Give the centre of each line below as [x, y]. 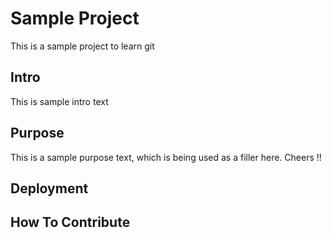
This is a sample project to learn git [82, 46]
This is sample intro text [59, 101]
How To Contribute [70, 222]
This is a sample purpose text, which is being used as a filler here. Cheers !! [166, 157]
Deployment [49, 188]
